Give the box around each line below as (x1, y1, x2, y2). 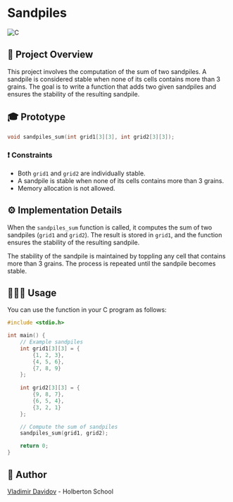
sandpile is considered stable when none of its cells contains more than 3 (7, 75, 220, 83)
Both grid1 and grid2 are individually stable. (17, 169, 146, 177)
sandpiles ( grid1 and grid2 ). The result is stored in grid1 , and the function (7, 230, 222, 239)
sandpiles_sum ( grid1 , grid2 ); (20, 429, 109, 437)
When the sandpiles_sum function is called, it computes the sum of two (7, 223, 213, 232)
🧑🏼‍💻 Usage (7, 287, 57, 299)
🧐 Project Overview (7, 49, 94, 61)
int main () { (7, 332, 46, 339)
